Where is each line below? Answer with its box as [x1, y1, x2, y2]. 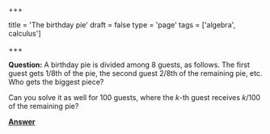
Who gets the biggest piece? [8, 77, 104, 86]
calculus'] [8, 29, 42, 38]
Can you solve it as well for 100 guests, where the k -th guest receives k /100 [8, 93, 261, 102]
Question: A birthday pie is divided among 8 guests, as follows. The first [8, 60, 251, 69]
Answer [8, 117, 36, 126]
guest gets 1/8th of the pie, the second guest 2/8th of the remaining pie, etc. [8, 69, 263, 77]
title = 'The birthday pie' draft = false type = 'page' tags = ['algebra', [8, 20, 236, 29]
